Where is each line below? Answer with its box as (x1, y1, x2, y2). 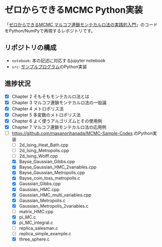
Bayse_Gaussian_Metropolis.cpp (19, 170, 85, 176)
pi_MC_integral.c (19, 220, 53, 225)
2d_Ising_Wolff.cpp (19, 153, 58, 159)
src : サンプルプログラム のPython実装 (11, 63, 87, 69)
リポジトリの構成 (4, 44, 57, 52)
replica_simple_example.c (19, 231, 71, 236)
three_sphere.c (19, 236, 50, 242)
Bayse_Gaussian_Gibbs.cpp (19, 159, 75, 165)
